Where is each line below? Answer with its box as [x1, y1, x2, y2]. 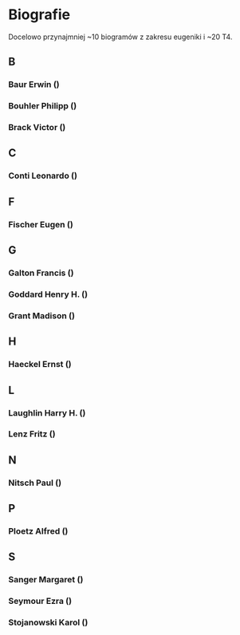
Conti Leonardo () [8, 170, 78, 181]
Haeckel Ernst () [8, 359, 72, 370]
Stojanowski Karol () [8, 617, 89, 628]
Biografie [8, 6, 70, 24]
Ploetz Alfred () [8, 526, 69, 537]
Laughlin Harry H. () [8, 407, 86, 418]
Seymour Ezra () [8, 596, 73, 607]
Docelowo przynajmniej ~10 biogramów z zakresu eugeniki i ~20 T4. [8, 32, 233, 41]
